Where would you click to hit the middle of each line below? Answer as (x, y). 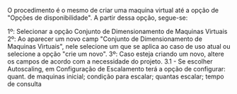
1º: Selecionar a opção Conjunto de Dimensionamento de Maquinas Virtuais (117, 31)
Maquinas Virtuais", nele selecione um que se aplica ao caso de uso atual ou (119, 46)
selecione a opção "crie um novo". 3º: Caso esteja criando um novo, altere (116, 54)
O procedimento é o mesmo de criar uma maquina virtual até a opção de (113, 10)
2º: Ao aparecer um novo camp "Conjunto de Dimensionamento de (105, 39)
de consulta (25, 84)
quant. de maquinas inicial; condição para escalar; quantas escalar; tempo (116, 76)
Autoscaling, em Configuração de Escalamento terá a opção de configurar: (117, 69)
